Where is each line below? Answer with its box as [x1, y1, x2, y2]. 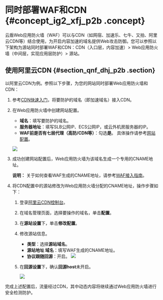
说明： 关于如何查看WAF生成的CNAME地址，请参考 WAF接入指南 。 [12, 172, 147, 178]
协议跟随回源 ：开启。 [26, 253, 70, 259]
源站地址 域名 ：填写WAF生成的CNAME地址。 [26, 247, 118, 253]
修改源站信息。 [19, 230, 50, 236]
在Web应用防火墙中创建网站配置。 [12, 107, 82, 113]
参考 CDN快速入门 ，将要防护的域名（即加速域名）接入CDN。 [12, 97, 135, 103]
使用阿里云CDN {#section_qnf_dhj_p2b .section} [5, 66, 156, 75]
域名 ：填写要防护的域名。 [19, 117, 71, 123]
